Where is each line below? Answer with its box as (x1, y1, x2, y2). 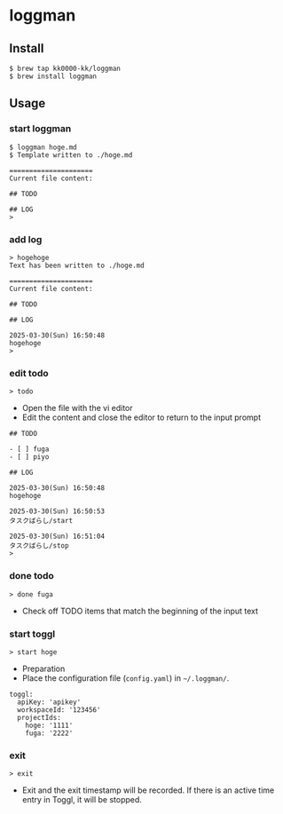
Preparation (21, 663, 66, 674)
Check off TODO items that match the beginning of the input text (21, 605, 259, 616)
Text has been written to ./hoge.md (9, 261, 145, 270)
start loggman (9, 122, 72, 135)
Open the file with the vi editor (21, 403, 133, 414)
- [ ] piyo (9, 453, 50, 462)
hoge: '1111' (25, 721, 74, 730)
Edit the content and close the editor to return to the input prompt (21, 412, 262, 423)
